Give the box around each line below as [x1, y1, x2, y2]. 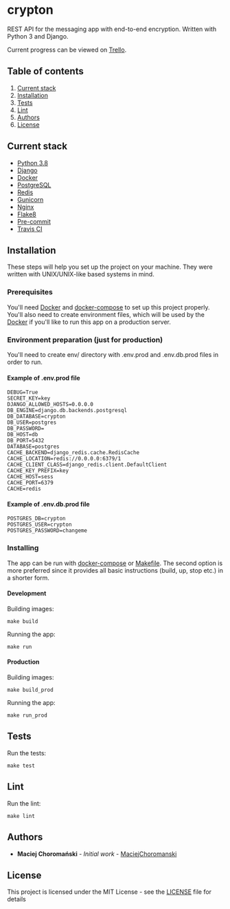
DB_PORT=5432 [7, 437, 45, 445]
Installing [7, 543, 39, 553]
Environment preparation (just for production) [7, 335, 163, 345]
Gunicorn [16, 195, 44, 203]
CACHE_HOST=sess [7, 473, 54, 480]
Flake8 [16, 210, 36, 218]
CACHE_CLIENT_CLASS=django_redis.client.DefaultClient [7, 461, 168, 469]
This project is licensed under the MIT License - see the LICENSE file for [7, 888, 211, 896]
